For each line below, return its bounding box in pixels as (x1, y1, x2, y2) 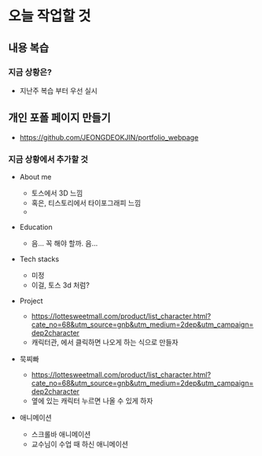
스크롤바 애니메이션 (31, 429, 91, 439)
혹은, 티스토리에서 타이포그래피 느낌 (31, 198, 142, 207)
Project (19, 296, 43, 306)
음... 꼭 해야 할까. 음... (31, 238, 98, 248)
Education (19, 222, 53, 232)
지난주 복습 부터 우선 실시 (19, 86, 98, 95)
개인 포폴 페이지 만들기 (8, 111, 112, 124)
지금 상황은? (8, 66, 53, 77)
